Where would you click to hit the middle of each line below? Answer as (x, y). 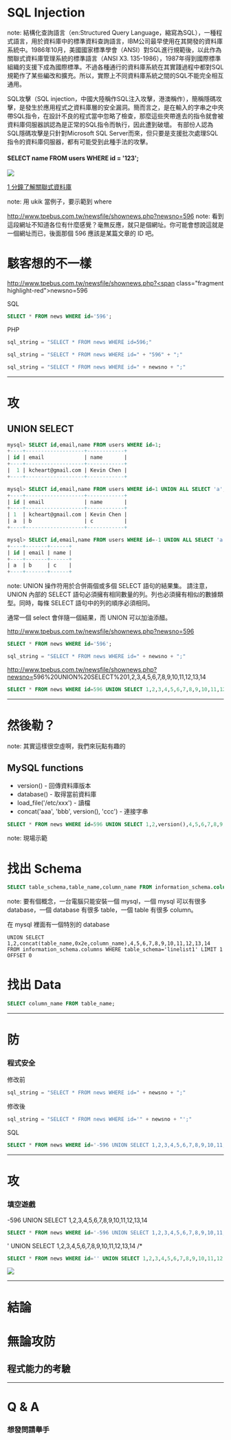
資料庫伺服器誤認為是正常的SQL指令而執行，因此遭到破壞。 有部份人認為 (110, 124)
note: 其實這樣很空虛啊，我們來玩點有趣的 (66, 746)
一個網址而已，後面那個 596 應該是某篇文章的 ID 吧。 (82, 233)
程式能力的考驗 (39, 1369)
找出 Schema (45, 869)
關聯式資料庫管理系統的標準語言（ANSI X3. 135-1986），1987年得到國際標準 (114, 58)
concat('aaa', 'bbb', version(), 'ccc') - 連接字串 (82, 811)
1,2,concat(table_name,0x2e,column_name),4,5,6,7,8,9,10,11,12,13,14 (109, 943)
